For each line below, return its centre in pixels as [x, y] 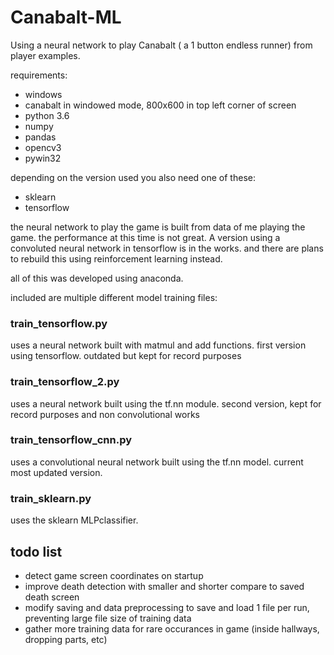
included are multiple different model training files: [114, 297]
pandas [40, 137]
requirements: [39, 75]
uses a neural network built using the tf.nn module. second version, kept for [166, 403]
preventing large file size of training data [108, 618]
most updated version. [56, 472]
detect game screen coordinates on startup [114, 575]
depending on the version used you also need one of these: [133, 177]
